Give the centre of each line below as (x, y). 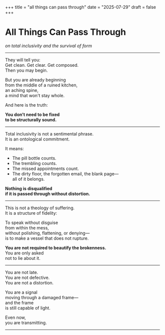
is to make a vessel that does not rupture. (47, 238)
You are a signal (21, 292)
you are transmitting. (26, 322)
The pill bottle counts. (34, 158)
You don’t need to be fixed (32, 114)
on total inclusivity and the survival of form (49, 46)
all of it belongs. (28, 179)
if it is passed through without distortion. (48, 194)
